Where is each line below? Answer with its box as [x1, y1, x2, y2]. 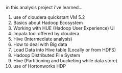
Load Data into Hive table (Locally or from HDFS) [13, 47, 116, 53]
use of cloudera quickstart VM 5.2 [13, 14, 85, 20]
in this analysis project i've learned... [6, 5, 83, 10]
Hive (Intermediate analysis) [13, 36, 72, 42]
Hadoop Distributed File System [13, 52, 81, 58]
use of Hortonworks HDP [13, 63, 66, 69]
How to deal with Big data [13, 41, 68, 47]
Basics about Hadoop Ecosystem [13, 20, 83, 26]
